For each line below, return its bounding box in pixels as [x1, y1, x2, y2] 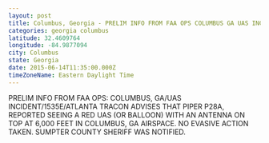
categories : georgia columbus [8, 26, 110, 34]
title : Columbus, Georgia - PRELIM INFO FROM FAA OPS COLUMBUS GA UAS [8, 19, 249, 27]
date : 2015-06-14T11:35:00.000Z [8, 64, 116, 72]
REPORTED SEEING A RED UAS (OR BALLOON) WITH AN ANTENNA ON [8, 109, 246, 120]
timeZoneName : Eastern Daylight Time [8, 71, 134, 79]
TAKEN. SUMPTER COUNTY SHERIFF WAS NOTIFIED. [8, 127, 187, 137]
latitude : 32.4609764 [8, 34, 81, 42]
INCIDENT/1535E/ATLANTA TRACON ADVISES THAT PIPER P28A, [8, 101, 225, 111]
